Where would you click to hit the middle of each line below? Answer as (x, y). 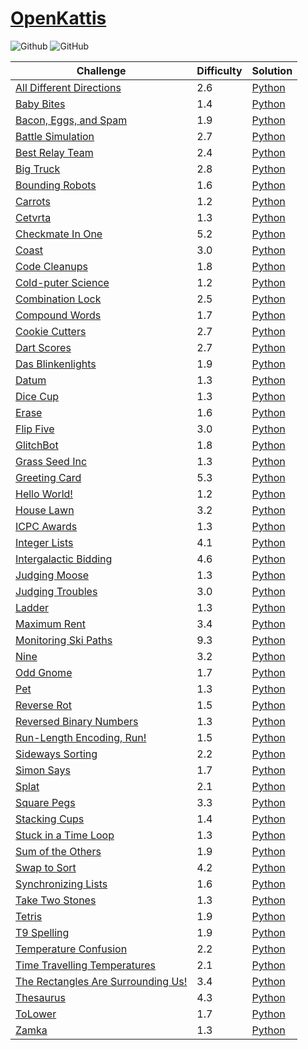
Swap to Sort (46, 867)
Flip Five (35, 429)
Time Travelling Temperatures (86, 965)
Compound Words (58, 315)
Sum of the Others (58, 851)
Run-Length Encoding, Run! (81, 737)
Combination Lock (58, 299)
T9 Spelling (42, 932)
